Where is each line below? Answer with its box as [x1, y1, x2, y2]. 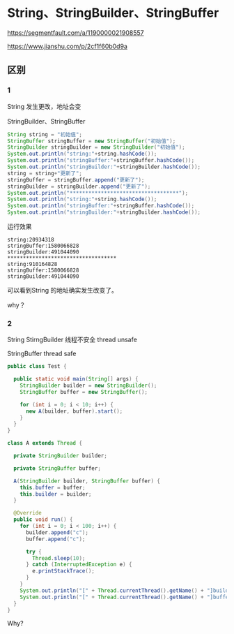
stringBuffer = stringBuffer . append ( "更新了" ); [7, 176, 145, 184]
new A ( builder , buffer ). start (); [25, 408, 123, 415]
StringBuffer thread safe [7, 349, 77, 358]
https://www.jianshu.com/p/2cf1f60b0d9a [7, 42, 127, 50]
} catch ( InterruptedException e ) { [25, 561, 132, 568]
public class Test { [7, 363, 68, 370]
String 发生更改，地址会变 [7, 102, 81, 110]
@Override [13, 510, 42, 517]
